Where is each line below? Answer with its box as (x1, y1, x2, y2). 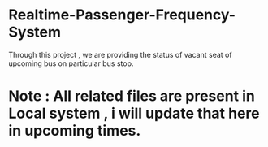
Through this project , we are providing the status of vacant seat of (8, 50, 233, 59)
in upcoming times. (8, 122, 141, 140)
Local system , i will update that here (8, 104, 260, 123)
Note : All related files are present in (8, 87, 256, 106)
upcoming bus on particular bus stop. (8, 58, 134, 68)
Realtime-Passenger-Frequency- (8, 6, 236, 24)
